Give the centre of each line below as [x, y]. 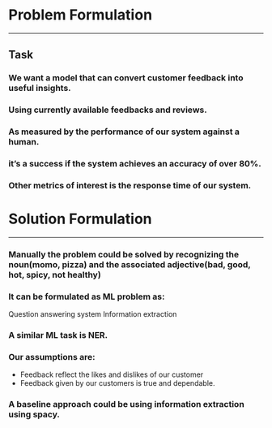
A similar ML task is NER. [58, 335]
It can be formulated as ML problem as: [87, 296]
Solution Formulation [80, 219]
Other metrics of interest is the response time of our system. [130, 185]
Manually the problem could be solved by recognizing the [124, 254]
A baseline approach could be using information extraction [126, 404]
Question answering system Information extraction [93, 314]
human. [24, 142]
